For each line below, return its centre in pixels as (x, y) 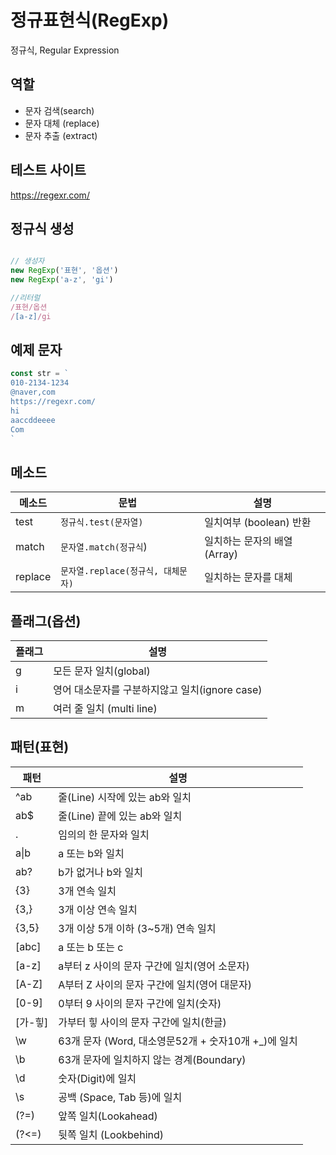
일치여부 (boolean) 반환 (258, 523)
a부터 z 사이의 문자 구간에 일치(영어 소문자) (154, 966)
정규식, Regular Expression (65, 50)
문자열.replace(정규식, (110, 571)
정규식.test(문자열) (102, 522)
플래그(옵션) (46, 621)
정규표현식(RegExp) (90, 20)
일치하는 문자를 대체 (248, 578)
